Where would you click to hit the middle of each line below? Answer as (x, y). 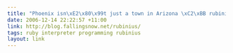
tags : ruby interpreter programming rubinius (74, 33)
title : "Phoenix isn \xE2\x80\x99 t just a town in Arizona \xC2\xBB (107, 13)
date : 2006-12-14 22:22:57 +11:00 (57, 20)
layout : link (26, 39)
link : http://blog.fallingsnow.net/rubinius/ (74, 26)
